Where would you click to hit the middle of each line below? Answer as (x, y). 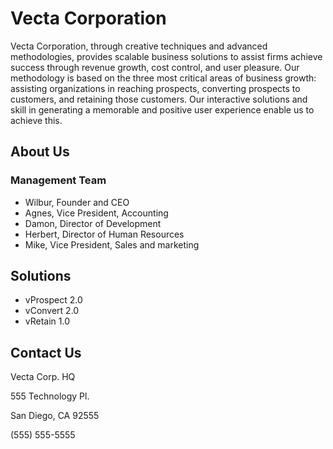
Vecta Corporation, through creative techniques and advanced (139, 46)
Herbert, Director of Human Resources (104, 234)
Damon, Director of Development (93, 223)
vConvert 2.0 (52, 311)
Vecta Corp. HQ (43, 377)
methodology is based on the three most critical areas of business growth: (163, 78)
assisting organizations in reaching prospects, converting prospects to (155, 88)
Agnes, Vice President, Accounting (96, 213)
